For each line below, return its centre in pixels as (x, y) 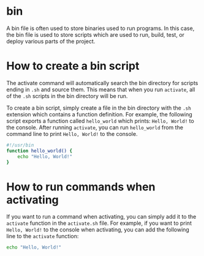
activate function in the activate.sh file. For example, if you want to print (99, 223)
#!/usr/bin (20, 145)
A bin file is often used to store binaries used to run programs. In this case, (100, 28)
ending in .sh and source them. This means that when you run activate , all (101, 89)
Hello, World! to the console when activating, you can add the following (98, 230)
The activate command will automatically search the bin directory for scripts (102, 83)
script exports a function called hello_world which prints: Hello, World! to (100, 121)
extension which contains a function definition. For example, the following (99, 114)
